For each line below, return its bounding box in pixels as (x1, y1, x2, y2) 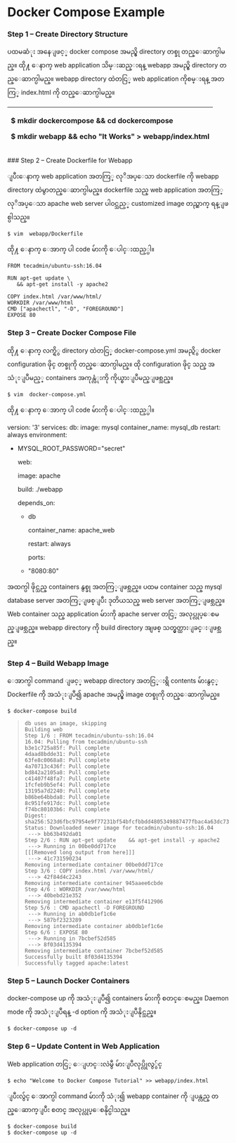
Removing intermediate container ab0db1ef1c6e (24, 923, 164, 930)
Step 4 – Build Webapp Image (7, 658, 110, 668)
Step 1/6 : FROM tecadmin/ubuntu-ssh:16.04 (24, 732, 155, 740)
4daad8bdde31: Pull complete (24, 751, 110, 758)
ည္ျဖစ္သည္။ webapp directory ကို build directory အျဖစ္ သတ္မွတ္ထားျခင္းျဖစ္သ (7, 623, 222, 632)
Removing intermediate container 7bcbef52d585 (24, 948, 164, 955)
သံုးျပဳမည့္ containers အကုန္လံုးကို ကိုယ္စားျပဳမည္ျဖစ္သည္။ (7, 373, 173, 381)
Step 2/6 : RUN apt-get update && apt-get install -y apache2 (24, 837, 220, 844)
